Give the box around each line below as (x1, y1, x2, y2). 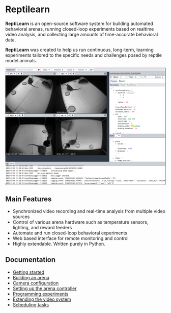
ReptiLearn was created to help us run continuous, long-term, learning (5, 46, 154, 53)
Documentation (5, 255, 56, 264)
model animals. (5, 57, 37, 63)
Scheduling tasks (12, 301, 49, 307)
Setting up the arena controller (12, 285, 77, 292)
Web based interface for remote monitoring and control (12, 235, 129, 241)
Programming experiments (12, 291, 69, 297)
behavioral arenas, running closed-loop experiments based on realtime (5, 26, 154, 32)
